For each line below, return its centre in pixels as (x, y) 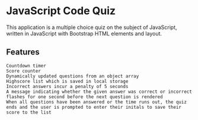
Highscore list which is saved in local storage (67, 81)
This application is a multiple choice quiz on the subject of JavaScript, (92, 27)
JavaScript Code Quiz (61, 11)
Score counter (24, 71)
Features (23, 52)
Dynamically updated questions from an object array (73, 76)
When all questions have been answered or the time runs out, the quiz (96, 102)
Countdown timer (26, 66)
